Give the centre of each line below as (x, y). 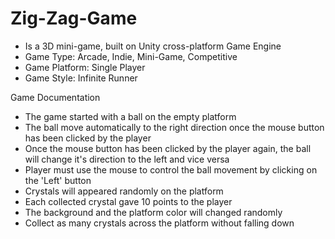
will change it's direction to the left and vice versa (127, 159)
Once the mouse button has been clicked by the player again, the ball (168, 148)
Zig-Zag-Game (74, 18)
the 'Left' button (58, 180)
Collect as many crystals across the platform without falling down (159, 223)
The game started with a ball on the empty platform (130, 116)
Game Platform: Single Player (85, 67)
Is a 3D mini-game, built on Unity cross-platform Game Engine (153, 46)
